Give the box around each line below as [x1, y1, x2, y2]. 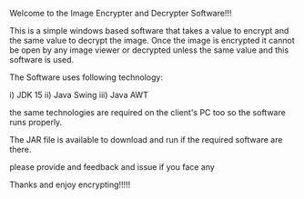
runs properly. [9, 117, 63, 127]
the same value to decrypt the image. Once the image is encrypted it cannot [9, 35, 295, 45]
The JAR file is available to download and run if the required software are [9, 134, 283, 144]
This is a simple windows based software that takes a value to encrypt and [9, 25, 289, 35]
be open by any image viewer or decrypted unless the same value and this [9, 45, 289, 55]
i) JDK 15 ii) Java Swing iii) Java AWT [9, 90, 148, 100]
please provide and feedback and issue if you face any [9, 162, 216, 172]
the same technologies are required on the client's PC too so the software [9, 107, 287, 117]
